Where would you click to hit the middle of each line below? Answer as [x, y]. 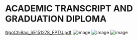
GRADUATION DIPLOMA [56, 19]
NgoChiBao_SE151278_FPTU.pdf [38, 32]
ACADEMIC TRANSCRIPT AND [69, 9]
